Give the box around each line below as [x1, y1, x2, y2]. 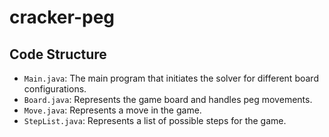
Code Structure [9, 46, 107, 63]
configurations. [23, 83, 87, 95]
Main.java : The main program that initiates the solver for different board [23, 72, 319, 84]
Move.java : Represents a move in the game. [23, 104, 202, 116]
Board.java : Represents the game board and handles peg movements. [23, 94, 313, 105]
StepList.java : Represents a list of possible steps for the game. [23, 115, 287, 126]
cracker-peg [9, 6, 116, 29]
